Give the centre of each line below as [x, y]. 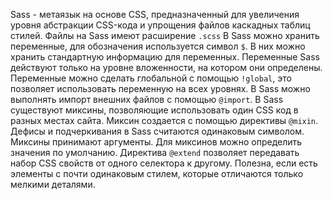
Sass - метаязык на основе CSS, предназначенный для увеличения [155, 14]
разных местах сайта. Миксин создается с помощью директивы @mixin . [164, 120]
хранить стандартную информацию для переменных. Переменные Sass [165, 57]
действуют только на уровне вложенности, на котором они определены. [166, 67]
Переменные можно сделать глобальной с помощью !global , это [151, 78]
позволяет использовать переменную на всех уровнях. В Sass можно [160, 88]
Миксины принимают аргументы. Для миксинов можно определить [156, 142]
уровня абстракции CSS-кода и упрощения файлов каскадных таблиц [160, 25]
